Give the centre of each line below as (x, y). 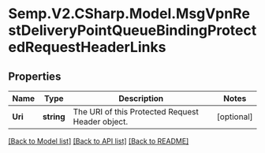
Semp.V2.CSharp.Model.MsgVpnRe (129, 14)
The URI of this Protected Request (136, 112)
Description (141, 98)
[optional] (235, 117)
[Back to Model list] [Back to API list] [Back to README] (99, 141)
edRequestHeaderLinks (87, 47)
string (54, 117)
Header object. (101, 121)
